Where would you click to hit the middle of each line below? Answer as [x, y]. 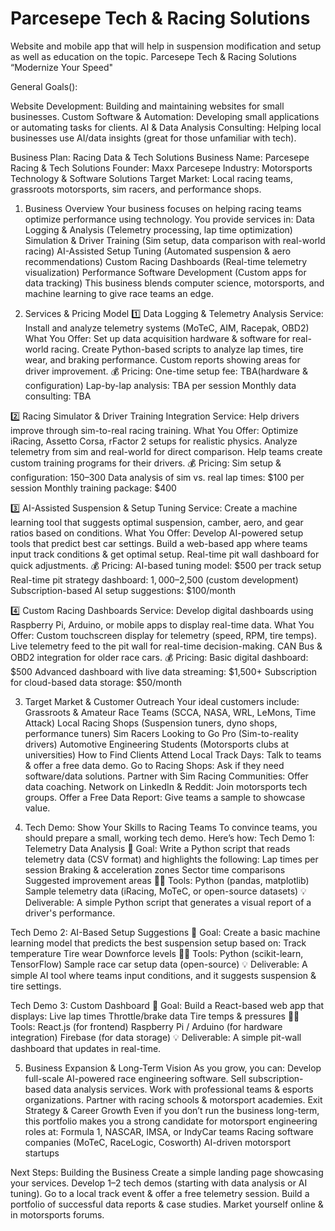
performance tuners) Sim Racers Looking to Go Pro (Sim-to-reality [161, 733]
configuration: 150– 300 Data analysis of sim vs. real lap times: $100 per [157, 477]
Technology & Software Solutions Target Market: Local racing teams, [152, 178]
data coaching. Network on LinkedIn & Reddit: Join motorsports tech [166, 786]
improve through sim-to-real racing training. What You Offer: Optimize [154, 430]
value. [37, 808]
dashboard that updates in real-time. [86, 1048]
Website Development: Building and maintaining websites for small [147, 106]
